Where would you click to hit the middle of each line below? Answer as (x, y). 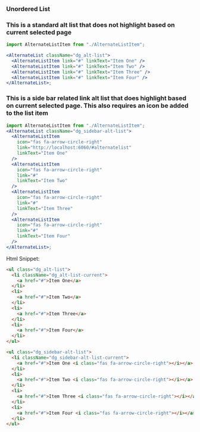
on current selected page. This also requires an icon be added (97, 106)
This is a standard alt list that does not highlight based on (90, 24)
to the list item (27, 113)
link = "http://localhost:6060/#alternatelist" (74, 148)
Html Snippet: (23, 258)
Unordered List (28, 9)
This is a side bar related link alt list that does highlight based (96, 98)
